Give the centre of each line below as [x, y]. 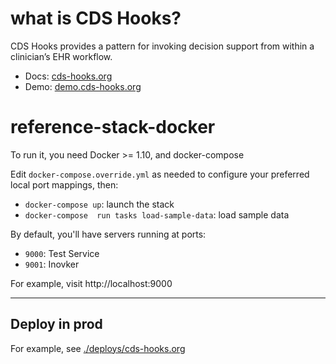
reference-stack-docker [113, 127]
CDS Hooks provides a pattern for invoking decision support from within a [162, 46]
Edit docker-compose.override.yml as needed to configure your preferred [160, 174]
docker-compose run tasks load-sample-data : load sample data [157, 214]
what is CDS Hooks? [96, 18]
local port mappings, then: [64, 184]
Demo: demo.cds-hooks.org [83, 86]
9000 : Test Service [62, 253]
